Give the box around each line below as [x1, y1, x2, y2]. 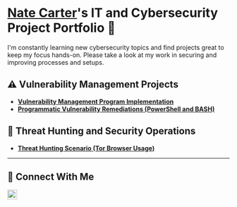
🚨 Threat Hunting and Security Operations [7, 125, 196, 137]
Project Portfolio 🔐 [7, 20, 116, 36]
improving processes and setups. [7, 58, 104, 66]
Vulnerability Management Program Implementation [17, 97, 174, 106]
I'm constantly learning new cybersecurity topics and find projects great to [7, 43, 224, 51]
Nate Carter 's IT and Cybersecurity [7, 5, 219, 21]
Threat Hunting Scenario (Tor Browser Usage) [17, 144, 155, 152]
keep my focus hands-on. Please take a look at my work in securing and [7, 51, 217, 59]
